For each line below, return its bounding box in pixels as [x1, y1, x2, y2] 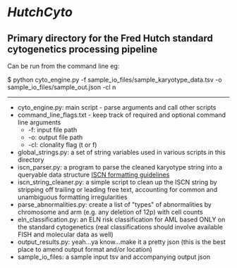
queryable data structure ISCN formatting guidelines [17, 170, 170, 179]
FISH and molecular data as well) [17, 230, 114, 238]
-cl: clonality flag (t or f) [28, 141, 97, 148]
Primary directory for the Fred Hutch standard [7, 32, 213, 44]
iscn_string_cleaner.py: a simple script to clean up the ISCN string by [17, 178, 217, 186]
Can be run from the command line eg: [7, 62, 120, 70]
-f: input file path [28, 126, 78, 134]
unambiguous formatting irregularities [17, 193, 128, 201]
